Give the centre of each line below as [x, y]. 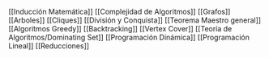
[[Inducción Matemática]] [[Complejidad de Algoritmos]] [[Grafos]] [120, 12]
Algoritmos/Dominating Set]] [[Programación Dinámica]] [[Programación [129, 37]
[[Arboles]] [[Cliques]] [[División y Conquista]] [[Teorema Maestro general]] [135, 20]
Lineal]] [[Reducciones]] [49, 46]
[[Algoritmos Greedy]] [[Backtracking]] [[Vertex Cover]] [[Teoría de [120, 29]
